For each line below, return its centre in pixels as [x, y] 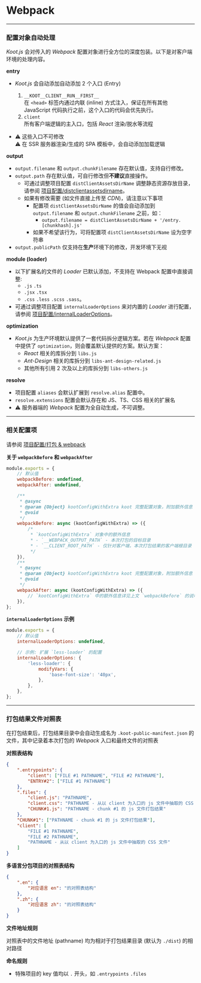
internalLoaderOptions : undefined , [61, 642]
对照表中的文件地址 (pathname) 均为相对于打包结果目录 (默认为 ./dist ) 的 [97, 941]
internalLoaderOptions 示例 [40, 619]
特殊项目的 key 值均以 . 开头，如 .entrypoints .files [80, 974]
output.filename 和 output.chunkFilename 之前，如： [98, 213]
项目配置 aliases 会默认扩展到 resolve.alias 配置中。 [81, 393]
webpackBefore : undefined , [51, 480]
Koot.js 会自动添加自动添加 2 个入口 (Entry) [68, 84]
